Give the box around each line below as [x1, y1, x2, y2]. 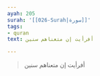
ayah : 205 [7, 10, 36, 17]
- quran [7, 29, 30, 37]
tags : [7, 23, 23, 30]
